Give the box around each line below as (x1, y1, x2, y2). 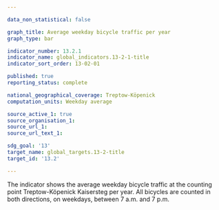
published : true (7, 73, 54, 80)
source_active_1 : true (7, 111, 72, 117)
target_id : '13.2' (7, 155, 60, 162)
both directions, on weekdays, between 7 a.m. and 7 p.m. (7, 195, 170, 203)
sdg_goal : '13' (7, 142, 51, 149)
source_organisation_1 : (7, 117, 76, 124)
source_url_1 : (7, 124, 48, 131)
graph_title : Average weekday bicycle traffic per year (7, 28, 171, 35)
